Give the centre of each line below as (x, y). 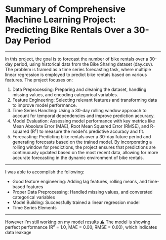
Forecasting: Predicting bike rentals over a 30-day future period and (82, 136)
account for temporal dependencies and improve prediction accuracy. (83, 116)
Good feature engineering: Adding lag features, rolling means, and (80, 181)
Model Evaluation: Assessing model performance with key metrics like (83, 121)
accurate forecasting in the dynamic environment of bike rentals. (78, 158)
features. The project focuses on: (39, 80)
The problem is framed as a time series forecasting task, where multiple (78, 69)
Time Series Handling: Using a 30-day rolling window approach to (79, 110)
